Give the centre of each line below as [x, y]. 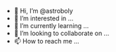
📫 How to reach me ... [46, 41]
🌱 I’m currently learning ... [51, 26]
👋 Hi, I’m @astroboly [44, 11]
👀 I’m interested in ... [44, 18]
